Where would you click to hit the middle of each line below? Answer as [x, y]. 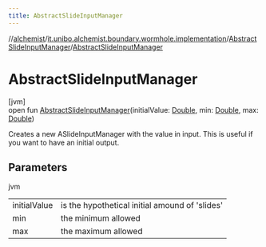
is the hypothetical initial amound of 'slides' [142, 205]
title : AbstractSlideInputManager [66, 16]
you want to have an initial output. [64, 142]
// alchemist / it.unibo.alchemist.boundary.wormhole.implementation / [119, 38]
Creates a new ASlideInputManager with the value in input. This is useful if [131, 133]
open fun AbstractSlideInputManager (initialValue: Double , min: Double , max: [134, 110]
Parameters [38, 167]
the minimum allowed [101, 218]
